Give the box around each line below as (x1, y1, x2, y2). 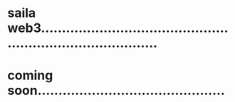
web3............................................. (7, 20, 229, 36)
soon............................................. (7, 83, 226, 98)
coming (7, 67, 53, 84)
